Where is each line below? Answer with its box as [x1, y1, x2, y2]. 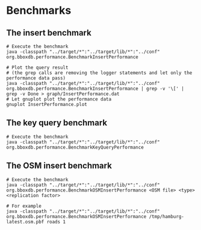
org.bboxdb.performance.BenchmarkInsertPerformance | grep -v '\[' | [6, 85, 185, 92]
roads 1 [46, 219, 66, 225]
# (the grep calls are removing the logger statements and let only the [6, 70, 193, 76]
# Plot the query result [6, 64, 69, 70]
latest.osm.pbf [6, 219, 45, 225]
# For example [6, 203, 42, 209]
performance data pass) [6, 75, 66, 81]
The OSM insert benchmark [6, 161, 113, 171]
